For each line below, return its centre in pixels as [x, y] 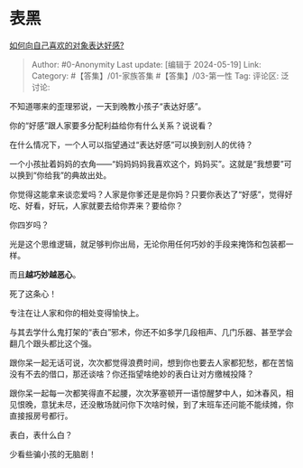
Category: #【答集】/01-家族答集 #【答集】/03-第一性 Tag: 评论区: [155, 75]
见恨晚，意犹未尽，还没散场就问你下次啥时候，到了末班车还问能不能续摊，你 [151, 404]
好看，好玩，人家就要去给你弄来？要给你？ [104, 205]
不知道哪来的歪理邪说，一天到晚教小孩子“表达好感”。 [108, 106]
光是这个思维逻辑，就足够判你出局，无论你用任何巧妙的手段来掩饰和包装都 [147, 244]
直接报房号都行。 [41, 416]
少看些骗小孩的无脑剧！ [53, 454]
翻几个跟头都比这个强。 [53, 343]
